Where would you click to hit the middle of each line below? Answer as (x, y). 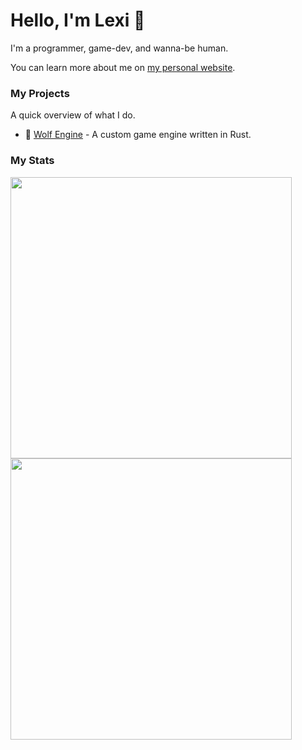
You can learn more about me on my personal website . (123, 67)
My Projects (40, 93)
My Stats (32, 161)
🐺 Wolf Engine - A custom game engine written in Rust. (138, 135)
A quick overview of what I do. (73, 115)
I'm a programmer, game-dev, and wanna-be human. (119, 48)
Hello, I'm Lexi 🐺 (78, 20)
